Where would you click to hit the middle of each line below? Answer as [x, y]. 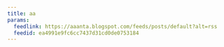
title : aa [22, 13]
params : [19, 20]
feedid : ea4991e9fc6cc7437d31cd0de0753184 [76, 33]
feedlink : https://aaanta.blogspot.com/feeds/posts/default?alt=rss [115, 26]
